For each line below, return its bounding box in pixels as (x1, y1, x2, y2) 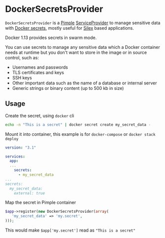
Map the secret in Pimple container (5, 199, 76, 205)
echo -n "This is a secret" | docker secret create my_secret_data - (5, 122, 151, 127)
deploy (5, 136, 19, 141)
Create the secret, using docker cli (5, 113, 74, 119)
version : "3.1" (5, 145, 36, 150)
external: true (14, 191, 45, 196)
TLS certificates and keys (12, 69, 64, 75)
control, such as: (5, 54, 39, 60)
